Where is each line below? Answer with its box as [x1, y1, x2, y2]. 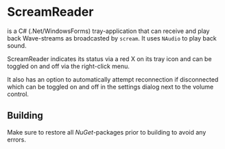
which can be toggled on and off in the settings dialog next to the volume [7, 82, 214, 91]
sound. [7, 41, 27, 49]
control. [7, 90, 29, 98]
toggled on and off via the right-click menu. [7, 62, 130, 70]
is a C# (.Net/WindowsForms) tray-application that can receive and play [7, 27, 210, 35]
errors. [7, 135, 26, 144]
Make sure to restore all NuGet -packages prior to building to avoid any [7, 128, 206, 136]
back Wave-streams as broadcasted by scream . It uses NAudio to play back [7, 34, 217, 42]
